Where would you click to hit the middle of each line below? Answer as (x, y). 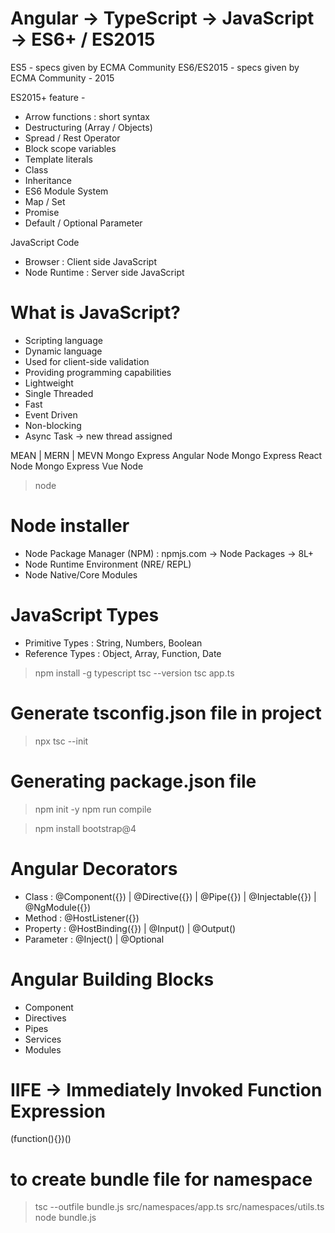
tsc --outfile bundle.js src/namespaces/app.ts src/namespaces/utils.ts (179, 1207)
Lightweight (49, 383)
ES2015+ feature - (48, 97)
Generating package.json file (133, 781)
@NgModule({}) (58, 907)
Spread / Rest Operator (72, 138)
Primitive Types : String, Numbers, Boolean (113, 643)
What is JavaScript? (95, 313)
